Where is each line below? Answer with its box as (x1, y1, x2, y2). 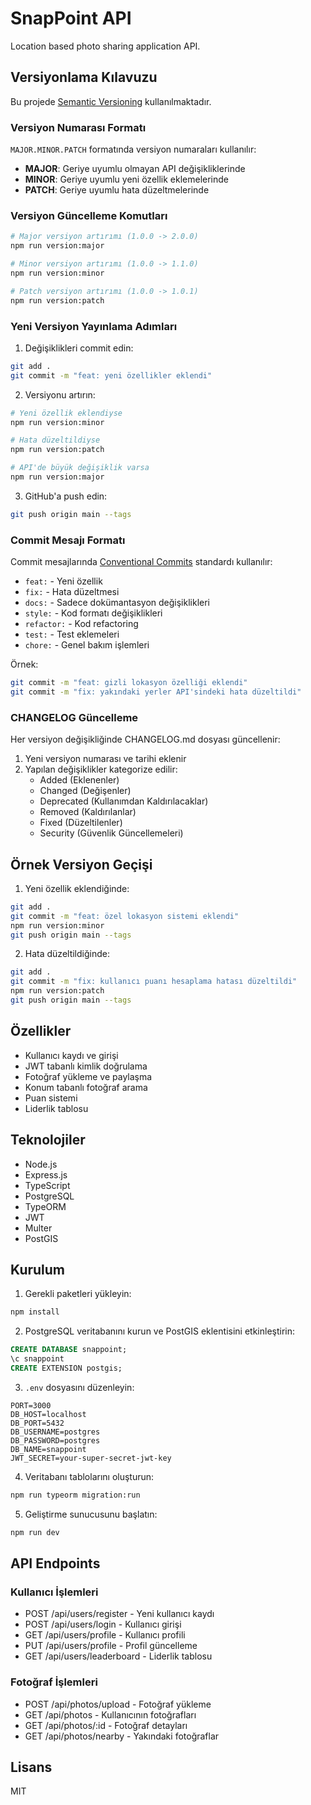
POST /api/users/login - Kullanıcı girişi (24, 1618, 182, 1631)
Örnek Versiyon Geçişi (10, 856, 153, 873)
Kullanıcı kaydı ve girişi (24, 1049, 119, 1061)
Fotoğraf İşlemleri (10, 1675, 98, 1689)
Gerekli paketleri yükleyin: (24, 1288, 132, 1300)
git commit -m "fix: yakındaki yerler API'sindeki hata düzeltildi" (10, 687, 302, 697)
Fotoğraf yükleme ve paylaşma (24, 1070, 153, 1082)
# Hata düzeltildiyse (10, 435, 101, 446)
